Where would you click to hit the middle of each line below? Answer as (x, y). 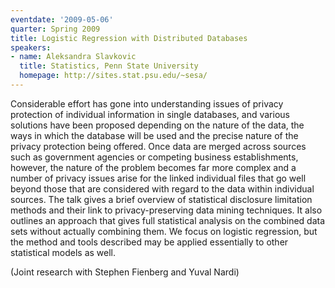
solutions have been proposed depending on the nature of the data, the (157, 125)
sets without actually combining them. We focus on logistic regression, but (164, 231)
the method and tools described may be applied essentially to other (149, 242)
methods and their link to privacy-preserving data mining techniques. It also (166, 210)
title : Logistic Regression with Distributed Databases (129, 38)
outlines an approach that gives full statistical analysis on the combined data (168, 220)
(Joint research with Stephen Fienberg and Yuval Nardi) (125, 272)
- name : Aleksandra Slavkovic (73, 57)
